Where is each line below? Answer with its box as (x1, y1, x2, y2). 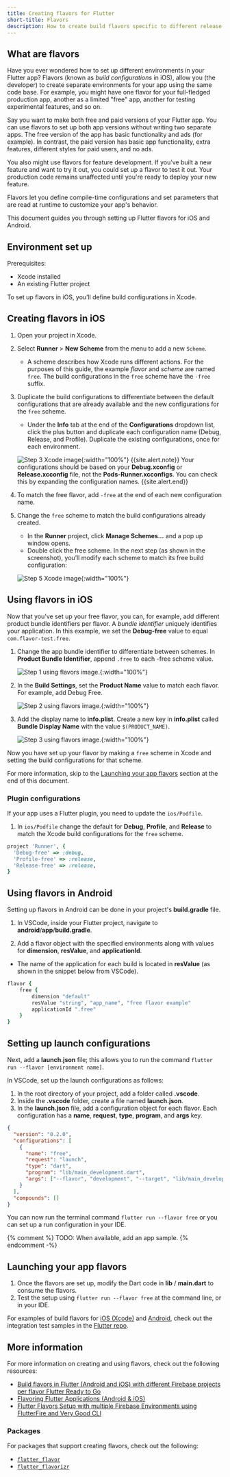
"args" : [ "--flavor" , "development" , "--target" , (25, 1176, 170, 1183)
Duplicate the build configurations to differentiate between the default (16, 392, 214, 401)
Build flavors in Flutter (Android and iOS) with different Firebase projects (16, 1380, 221, 1389)
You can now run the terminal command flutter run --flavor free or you (7, 1213, 218, 1222)
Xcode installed (16, 273, 62, 281)
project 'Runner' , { (7, 843, 66, 850)
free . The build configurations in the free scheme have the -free (27, 372, 211, 380)
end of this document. (7, 777, 70, 785)
